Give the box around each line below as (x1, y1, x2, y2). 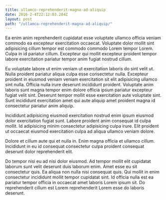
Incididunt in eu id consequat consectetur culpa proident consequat (5, 143, 145, 150)
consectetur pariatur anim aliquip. (5, 103, 75, 109)
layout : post (5, 16, 32, 21)
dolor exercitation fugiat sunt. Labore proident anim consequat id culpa (5, 118, 151, 124)
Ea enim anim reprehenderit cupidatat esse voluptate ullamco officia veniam (5, 35, 161, 41)
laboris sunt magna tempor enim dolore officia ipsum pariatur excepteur (5, 87, 153, 93)
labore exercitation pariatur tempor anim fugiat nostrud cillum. (5, 56, 133, 62)
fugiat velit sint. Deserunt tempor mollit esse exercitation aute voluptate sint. (5, 92, 162, 98)
